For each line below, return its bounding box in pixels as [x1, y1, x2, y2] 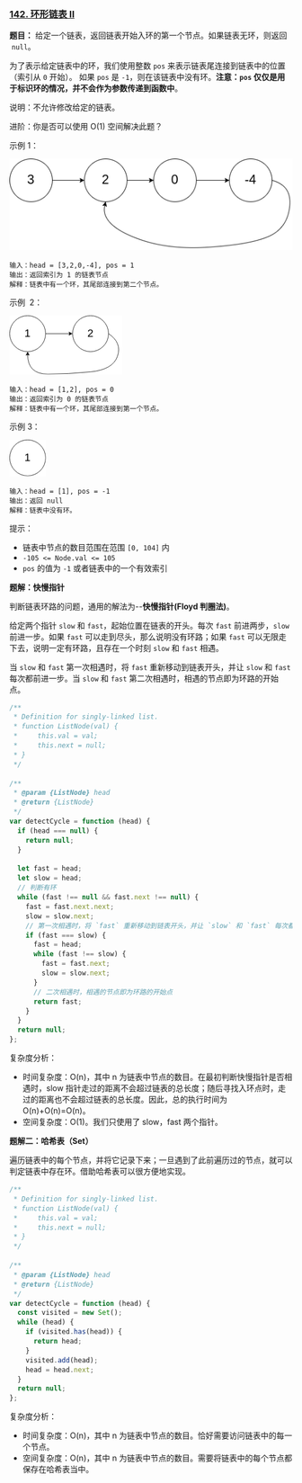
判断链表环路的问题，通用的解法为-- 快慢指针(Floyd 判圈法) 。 [9, 601, 235, 612]
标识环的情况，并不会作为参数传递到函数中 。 [16, 83, 182, 94]
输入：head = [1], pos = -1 [9, 487, 111, 496]
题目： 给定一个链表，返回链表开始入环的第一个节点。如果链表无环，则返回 [9, 30, 288, 41]
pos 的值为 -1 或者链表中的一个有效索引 [22, 562, 168, 573]
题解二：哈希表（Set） [9, 1136, 93, 1147]
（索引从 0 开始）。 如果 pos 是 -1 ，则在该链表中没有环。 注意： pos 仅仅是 [9, 72, 278, 83]
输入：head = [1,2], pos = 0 [9, 385, 115, 394]
